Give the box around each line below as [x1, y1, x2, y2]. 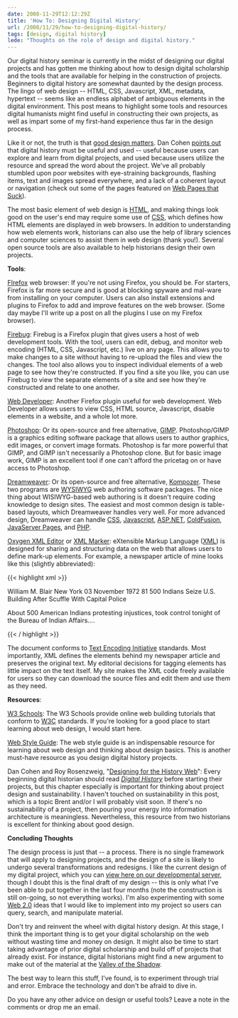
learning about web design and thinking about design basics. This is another [7, 746, 231, 754]
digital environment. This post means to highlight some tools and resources [7, 102, 228, 110]
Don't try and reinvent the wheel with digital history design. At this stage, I [7, 922, 224, 931]
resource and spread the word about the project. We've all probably [7, 161, 206, 170]
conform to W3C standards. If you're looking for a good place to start [7, 717, 210, 726]
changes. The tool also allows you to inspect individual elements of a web [7, 361, 223, 369]
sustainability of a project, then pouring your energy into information [7, 805, 207, 813]
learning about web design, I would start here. [7, 724, 142, 733]
